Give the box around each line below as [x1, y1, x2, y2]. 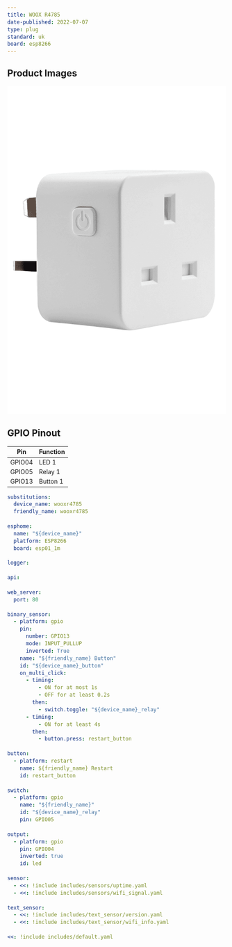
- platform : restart [13, 758, 73, 765]
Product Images [7, 67, 78, 79]
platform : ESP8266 [13, 537, 67, 544]
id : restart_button [19, 772, 76, 779]
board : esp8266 [7, 40, 51, 48]
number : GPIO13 [25, 633, 70, 640]
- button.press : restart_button [38, 736, 132, 743]
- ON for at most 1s [38, 684, 98, 691]
